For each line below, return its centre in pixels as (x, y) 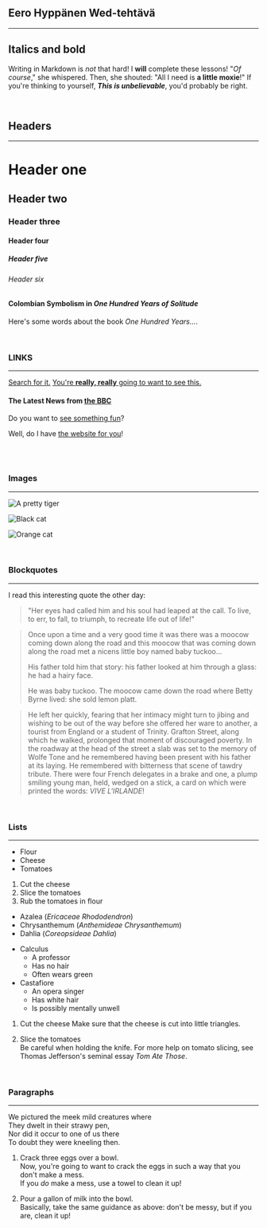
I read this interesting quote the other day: (77, 595)
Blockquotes (33, 570)
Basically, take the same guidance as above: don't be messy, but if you (135, 1207)
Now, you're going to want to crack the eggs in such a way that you (130, 1167)
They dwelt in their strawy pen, (59, 1126)
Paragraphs (31, 1092)
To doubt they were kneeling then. (64, 1143)
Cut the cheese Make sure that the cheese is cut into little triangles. (130, 1024)
